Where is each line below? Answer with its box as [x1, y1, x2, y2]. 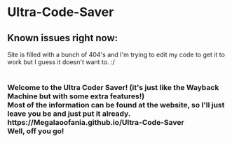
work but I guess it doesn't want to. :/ [7, 58, 115, 66]
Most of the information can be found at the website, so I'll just [7, 100, 225, 110]
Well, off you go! [7, 126, 64, 136]
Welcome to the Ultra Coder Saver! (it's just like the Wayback [7, 82, 219, 92]
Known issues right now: [7, 32, 118, 44]
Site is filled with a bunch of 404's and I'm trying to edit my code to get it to [7, 50, 226, 59]
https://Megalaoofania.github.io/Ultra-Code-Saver [7, 117, 184, 127]
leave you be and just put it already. [7, 109, 131, 119]
